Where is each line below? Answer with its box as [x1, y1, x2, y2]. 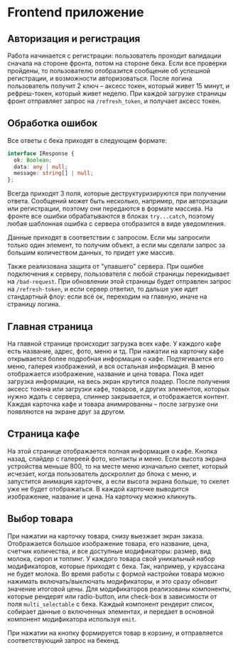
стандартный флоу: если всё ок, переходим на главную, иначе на [7, 292, 207, 301]
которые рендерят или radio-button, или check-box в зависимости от [7, 592, 217, 601]
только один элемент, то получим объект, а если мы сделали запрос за [7, 241, 226, 250]
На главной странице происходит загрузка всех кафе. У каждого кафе [7, 339, 222, 348]
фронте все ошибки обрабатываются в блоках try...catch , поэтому [7, 212, 215, 220]
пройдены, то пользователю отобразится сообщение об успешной [7, 67, 211, 75]
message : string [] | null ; [13, 170, 94, 177]
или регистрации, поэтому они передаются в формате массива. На [7, 204, 213, 213]
